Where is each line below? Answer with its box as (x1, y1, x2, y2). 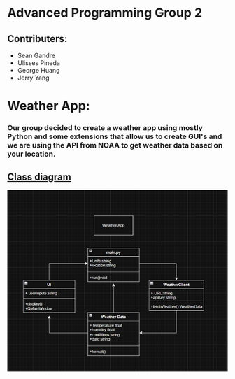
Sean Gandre (17, 51, 56, 59)
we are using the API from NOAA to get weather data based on (7, 141, 223, 150)
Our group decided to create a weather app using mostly (7, 123, 203, 133)
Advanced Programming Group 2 (7, 5, 203, 21)
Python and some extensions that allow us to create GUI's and (7, 131, 222, 141)
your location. (7, 149, 56, 159)
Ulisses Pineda (17, 59, 61, 67)
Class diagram (7, 171, 71, 183)
